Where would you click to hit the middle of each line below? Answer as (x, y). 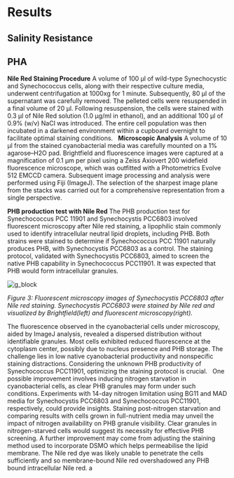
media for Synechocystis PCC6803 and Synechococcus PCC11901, (104, 401)
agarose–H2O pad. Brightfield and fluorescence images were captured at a (116, 153)
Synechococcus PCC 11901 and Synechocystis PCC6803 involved (103, 219)
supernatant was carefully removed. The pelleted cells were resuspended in (117, 101)
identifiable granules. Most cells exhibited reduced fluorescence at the (109, 341)
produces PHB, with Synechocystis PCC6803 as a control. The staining (110, 249)
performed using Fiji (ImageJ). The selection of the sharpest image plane (113, 183)
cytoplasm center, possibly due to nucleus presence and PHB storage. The (115, 349)
